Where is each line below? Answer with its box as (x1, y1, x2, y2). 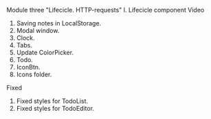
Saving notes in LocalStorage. (16, 19, 102, 27)
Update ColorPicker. (16, 48, 74, 56)
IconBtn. (16, 63, 41, 71)
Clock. (16, 34, 35, 42)
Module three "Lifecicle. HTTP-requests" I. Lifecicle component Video (6, 6, 205, 14)
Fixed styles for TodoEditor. (16, 105, 94, 112)
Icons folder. (16, 70, 52, 78)
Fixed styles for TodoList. (16, 97, 89, 105)
